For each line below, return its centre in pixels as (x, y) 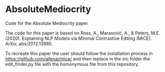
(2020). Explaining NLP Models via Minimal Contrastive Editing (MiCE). (79, 38)
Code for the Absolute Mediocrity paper (47, 23)
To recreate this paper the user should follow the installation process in (79, 53)
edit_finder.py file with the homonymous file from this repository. (72, 64)
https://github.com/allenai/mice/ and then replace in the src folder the (78, 58)
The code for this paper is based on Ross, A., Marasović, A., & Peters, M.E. (83, 33)
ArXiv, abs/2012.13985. (29, 43)
